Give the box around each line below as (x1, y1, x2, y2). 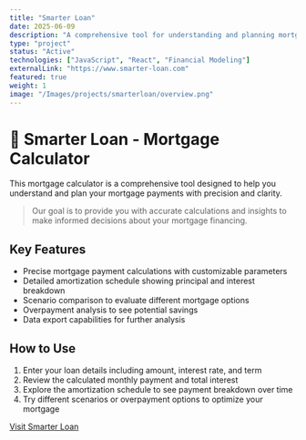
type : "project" (9, 38, 71, 48)
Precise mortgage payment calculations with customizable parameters (22, 266, 288, 277)
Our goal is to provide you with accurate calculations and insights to (31, 206, 287, 217)
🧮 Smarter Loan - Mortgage (9, 128, 220, 149)
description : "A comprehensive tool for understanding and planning (9, 30, 275, 39)
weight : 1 (9, 81, 47, 90)
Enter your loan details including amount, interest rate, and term (22, 365, 262, 376)
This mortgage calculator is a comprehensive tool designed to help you (9, 179, 276, 189)
